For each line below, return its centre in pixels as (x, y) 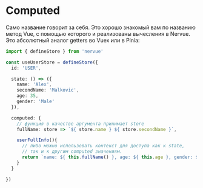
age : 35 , (28, 96)
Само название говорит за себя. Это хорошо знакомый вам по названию (101, 27)
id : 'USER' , (26, 68)
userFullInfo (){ (37, 140)
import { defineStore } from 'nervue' (55, 51)
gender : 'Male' (36, 102)
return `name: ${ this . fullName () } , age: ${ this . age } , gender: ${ (111, 157)
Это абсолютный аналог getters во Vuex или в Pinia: (73, 40)
